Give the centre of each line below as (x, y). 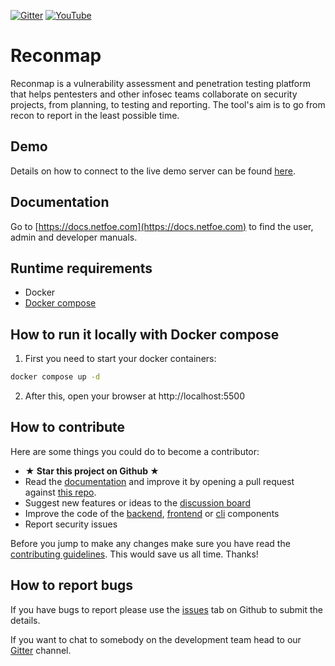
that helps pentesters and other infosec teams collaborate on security (154, 94)
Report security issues (71, 524)
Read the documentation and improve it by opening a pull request (159, 481)
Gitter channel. (41, 650)
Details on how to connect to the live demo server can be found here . (153, 171)
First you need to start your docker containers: (120, 359)
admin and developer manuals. (74, 237)
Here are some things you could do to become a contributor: (135, 451)
